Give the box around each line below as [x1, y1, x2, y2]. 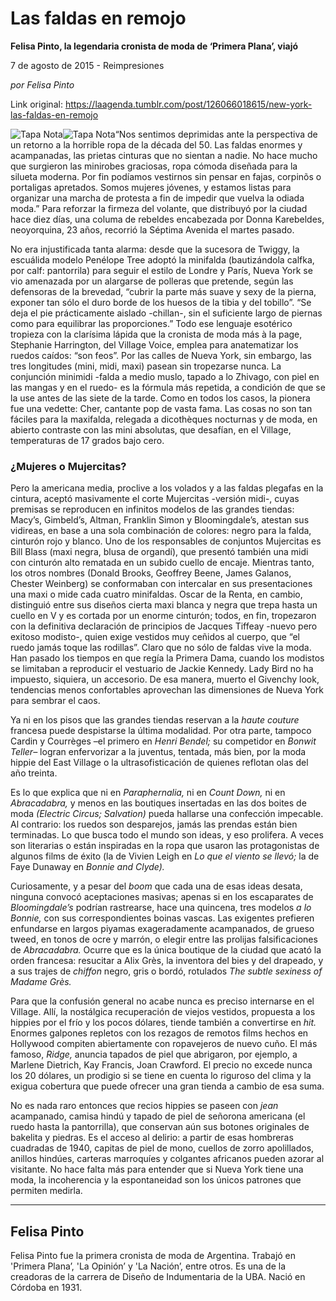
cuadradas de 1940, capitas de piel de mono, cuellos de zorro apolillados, [10, 1142, 315, 1154]
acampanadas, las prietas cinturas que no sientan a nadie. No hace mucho [10, 149, 318, 161]
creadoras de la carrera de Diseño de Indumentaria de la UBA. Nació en [10, 1271, 306, 1283]
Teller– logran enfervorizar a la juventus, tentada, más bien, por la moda [10, 746, 307, 758]
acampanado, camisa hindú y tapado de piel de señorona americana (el [10, 1110, 306, 1122]
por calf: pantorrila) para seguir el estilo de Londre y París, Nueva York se [10, 264, 313, 276]
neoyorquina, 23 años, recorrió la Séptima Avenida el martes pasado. [10, 223, 295, 236]
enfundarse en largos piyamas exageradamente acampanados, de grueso [10, 923, 315, 935]
